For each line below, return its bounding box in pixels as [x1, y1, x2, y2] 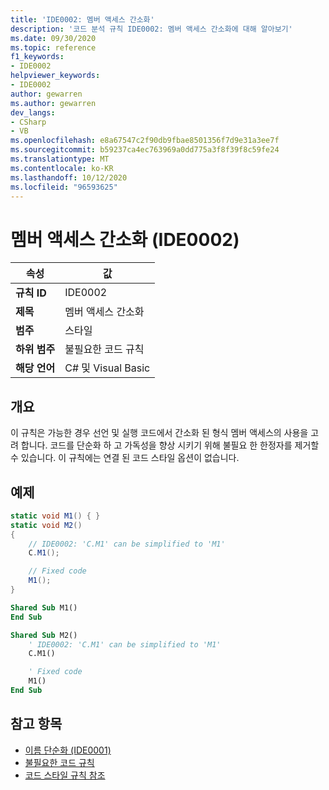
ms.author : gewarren [10, 98, 97, 108]
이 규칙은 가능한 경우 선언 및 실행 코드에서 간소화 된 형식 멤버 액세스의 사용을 [10, 427, 309, 439]
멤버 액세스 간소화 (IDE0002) [10, 228, 240, 251]
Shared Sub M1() [10, 602, 78, 613]
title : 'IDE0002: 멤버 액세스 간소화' [10, 14, 155, 25]
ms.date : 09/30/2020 [10, 33, 97, 43]
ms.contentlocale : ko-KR [10, 163, 114, 173]
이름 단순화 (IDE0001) [24, 744, 112, 756]
